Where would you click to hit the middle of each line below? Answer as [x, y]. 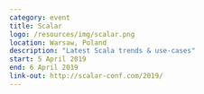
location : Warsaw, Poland [58, 43]
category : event [40, 17]
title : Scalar [36, 26]
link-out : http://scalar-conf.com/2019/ [87, 76]
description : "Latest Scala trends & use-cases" [102, 51]
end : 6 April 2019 [44, 68]
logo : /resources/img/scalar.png [72, 34]
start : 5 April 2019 [48, 59]
